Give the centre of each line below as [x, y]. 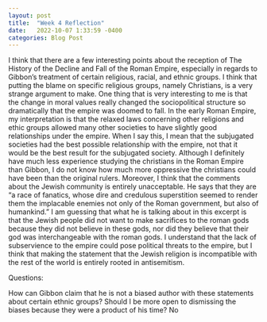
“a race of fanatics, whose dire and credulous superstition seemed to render [133, 195]
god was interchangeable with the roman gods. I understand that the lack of [132, 237]
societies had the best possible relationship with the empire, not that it [123, 144]
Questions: [26, 278]
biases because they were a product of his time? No [93, 310]
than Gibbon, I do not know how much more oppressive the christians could [132, 170]
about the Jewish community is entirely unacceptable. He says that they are [132, 186]
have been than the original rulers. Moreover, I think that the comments [124, 178]
